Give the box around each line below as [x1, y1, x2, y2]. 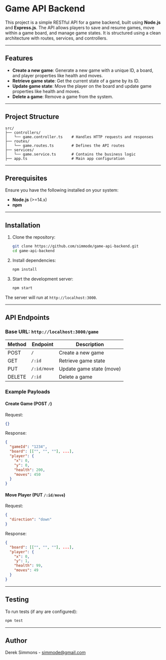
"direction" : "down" [9, 517, 52, 522]
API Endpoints [5, 313, 50, 322]
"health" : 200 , [14, 467, 45, 472]
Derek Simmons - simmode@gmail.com [5, 650, 86, 656]
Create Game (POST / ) [5, 401, 52, 406]
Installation [5, 221, 41, 229]
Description [76, 341, 104, 348]
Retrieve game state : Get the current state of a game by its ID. [12, 78, 140, 84]
